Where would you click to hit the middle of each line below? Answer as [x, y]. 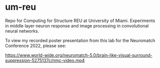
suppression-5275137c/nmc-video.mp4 [45, 60]
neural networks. [22, 31]
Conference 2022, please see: [36, 45]
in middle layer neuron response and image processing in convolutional [77, 25]
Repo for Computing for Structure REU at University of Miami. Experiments [80, 21]
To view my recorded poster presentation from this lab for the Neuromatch [80, 40]
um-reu [21, 7]
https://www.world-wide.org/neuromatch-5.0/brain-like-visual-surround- [79, 55]
